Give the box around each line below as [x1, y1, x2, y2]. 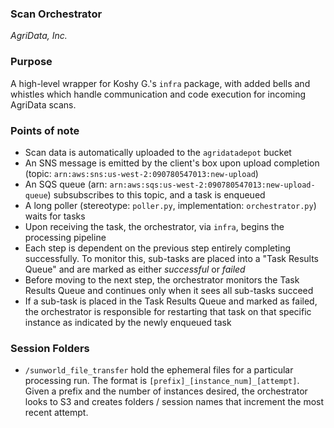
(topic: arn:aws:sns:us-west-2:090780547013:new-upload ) [24, 167, 259, 179]
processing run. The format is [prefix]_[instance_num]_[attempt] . [24, 375, 300, 387]
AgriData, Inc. [10, 30, 68, 42]
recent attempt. [24, 407, 89, 419]
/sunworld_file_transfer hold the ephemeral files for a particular [24, 364, 294, 376]
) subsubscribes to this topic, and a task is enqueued [47, 188, 266, 201]
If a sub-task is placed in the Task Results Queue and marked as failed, [24, 295, 318, 307]
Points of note [10, 123, 80, 137]
